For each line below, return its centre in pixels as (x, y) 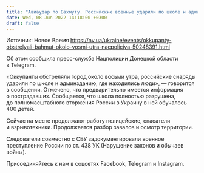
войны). (16, 152)
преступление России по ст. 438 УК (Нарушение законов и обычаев (95, 146)
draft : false (23, 23)
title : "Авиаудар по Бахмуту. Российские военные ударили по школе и (96, 12)
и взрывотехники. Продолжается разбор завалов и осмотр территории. (100, 127)
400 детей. (20, 109)
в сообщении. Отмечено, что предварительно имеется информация (95, 90)
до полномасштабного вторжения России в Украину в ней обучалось (97, 103)
